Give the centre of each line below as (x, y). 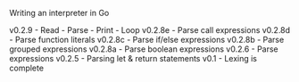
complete (27, 68)
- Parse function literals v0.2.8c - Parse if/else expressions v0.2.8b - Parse (147, 40)
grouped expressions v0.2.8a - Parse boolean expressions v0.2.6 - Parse (144, 49)
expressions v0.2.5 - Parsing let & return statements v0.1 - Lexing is (133, 58)
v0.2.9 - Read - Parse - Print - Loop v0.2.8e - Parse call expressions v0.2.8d (150, 30)
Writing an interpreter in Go (59, 13)
